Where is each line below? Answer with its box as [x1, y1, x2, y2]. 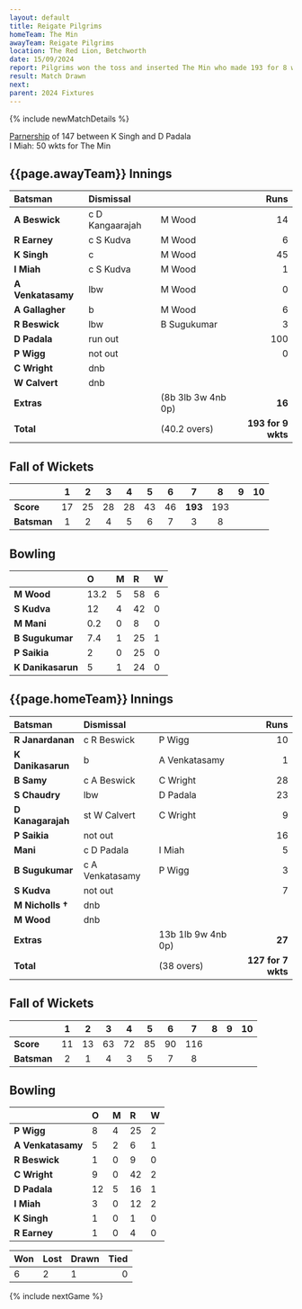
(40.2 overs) [160, 423, 214, 435]
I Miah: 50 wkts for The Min [9, 140, 111, 151]
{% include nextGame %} [9, 1291, 103, 1302]
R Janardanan [13, 733, 75, 746]
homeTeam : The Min [9, 30, 78, 39]
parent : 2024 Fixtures [9, 88, 94, 97]
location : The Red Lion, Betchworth [9, 47, 147, 56]
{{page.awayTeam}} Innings [9, 166, 173, 181]
